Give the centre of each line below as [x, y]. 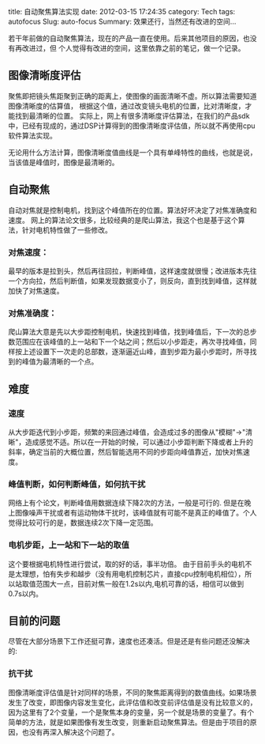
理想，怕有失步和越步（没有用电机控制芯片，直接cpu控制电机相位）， [133, 574]
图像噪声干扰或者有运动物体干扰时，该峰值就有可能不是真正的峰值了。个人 [136, 513]
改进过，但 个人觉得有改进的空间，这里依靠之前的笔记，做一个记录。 [133, 48]
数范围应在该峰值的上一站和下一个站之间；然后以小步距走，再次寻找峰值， [129, 342]
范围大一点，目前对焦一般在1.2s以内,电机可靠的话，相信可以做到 [140, 583]
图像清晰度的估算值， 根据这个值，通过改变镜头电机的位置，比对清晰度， [127, 106]
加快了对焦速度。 [36, 290]
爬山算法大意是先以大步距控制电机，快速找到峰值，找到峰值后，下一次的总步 [132, 332]
